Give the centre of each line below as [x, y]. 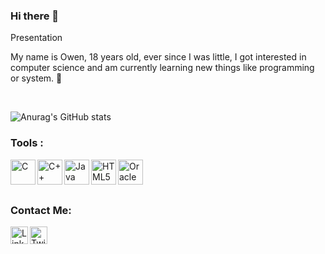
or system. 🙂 [36, 78]
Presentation [36, 38]
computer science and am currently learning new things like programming [162, 68]
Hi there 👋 [35, 16]
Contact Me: [41, 210]
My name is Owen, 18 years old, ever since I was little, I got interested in [158, 57]
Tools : [27, 143]
